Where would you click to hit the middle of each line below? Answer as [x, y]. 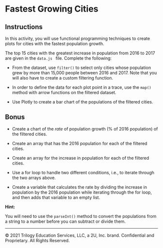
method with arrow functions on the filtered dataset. [64, 92]
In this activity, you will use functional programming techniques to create [78, 38]
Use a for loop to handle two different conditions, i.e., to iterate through [83, 172]
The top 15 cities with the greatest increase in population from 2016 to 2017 [80, 53]
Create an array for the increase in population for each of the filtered [81, 158]
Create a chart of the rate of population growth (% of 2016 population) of [85, 129]
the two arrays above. [34, 178]
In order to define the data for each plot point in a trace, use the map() [81, 87]
